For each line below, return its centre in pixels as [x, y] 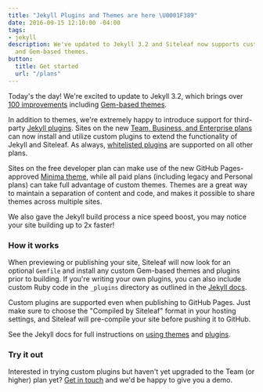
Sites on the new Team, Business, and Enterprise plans [164, 128]
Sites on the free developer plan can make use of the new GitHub [113, 168]
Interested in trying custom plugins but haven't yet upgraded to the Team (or [131, 372]
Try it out [26, 354]
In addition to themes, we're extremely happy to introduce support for [121, 119]
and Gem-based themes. [52, 52]
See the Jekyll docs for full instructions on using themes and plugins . [119, 334]
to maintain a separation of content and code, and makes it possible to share [131, 193]
